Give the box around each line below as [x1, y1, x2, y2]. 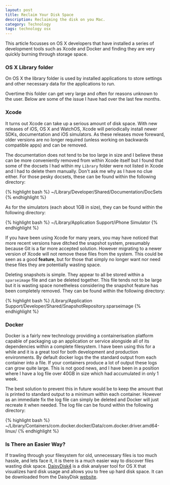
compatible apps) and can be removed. [5, 142, 88, 148]
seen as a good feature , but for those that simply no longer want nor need [5, 256, 161, 262]
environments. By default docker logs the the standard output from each [5, 354, 156, 360]
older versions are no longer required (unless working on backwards [5, 136, 149, 142]
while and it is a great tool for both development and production [5, 349, 139, 355]
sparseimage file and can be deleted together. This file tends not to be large [5, 277, 162, 283]
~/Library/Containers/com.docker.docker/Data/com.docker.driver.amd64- [5, 423, 160, 429]
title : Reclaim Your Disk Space [5, 12, 74, 17]
